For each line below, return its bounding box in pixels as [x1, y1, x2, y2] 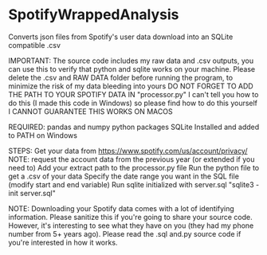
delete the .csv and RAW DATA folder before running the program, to [8, 73, 234, 82]
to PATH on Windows [8, 130, 78, 140]
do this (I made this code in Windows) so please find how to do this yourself [8, 98, 257, 108]
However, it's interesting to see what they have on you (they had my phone [8, 221, 254, 230]
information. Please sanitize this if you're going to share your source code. [8, 212, 253, 222]
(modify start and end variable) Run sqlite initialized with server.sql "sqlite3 [8, 179, 254, 189]
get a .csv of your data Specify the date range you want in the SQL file [8, 171, 239, 181]
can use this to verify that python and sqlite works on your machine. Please [8, 64, 256, 73]
